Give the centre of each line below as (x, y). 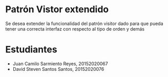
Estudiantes (31, 50)
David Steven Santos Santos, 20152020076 (58, 69)
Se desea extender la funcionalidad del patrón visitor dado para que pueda (84, 23)
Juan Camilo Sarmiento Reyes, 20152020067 (60, 63)
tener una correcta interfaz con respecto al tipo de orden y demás (75, 29)
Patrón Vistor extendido (57, 9)
